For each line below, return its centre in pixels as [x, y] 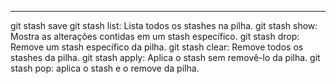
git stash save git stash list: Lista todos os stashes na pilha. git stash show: [164, 25]
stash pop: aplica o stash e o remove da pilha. [105, 68]
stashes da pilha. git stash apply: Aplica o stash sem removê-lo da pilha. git [165, 57]
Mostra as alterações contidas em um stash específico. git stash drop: [155, 36]
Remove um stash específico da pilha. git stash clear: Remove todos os [157, 47]
